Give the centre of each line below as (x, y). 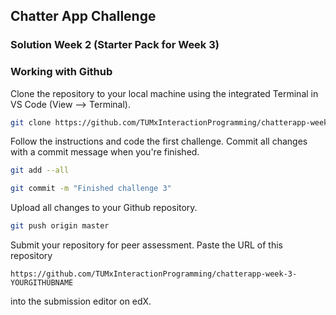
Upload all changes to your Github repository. (104, 208)
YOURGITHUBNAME (42, 283)
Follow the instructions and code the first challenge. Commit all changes (159, 141)
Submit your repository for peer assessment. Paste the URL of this (146, 245)
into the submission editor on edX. (81, 301)
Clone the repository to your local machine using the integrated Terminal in (164, 93)
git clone (31, 122)
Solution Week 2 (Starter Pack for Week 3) (115, 45)
